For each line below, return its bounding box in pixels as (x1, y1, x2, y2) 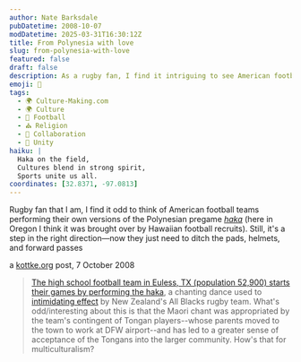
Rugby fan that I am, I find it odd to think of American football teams (9, 204, 260, 215)
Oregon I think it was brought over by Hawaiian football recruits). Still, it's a (9, 223, 286, 234)
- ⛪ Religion (17, 122, 68, 131)
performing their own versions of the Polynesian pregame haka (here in (9, 214, 273, 225)
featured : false (9, 55, 70, 64)
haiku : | (9, 146, 42, 155)
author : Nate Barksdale (9, 13, 99, 22)
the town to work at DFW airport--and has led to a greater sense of (30, 324, 279, 336)
